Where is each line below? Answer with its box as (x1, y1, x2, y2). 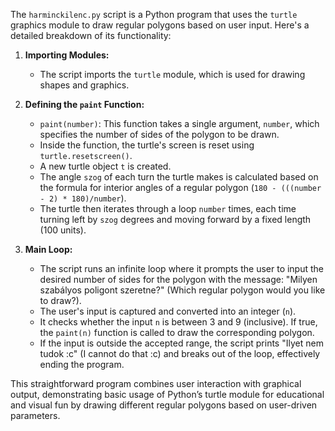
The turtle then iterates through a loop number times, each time (39, 203, 297, 214)
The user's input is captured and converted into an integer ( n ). (39, 305, 297, 317)
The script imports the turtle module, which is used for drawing (39, 69, 306, 80)
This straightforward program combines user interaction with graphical (10, 378, 302, 389)
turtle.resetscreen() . (39, 150, 133, 161)
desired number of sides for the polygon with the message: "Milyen (39, 274, 318, 285)
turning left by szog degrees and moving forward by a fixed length (39, 214, 312, 225)
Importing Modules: (24, 49, 110, 61)
